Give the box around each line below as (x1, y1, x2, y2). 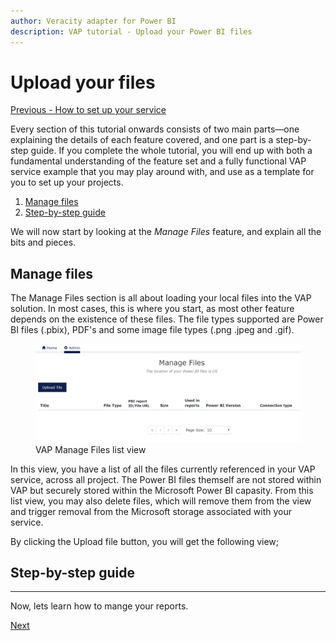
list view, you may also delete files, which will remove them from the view (10, 495, 312, 507)
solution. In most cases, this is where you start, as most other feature (10, 303, 295, 315)
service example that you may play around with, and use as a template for (10, 166, 315, 178)
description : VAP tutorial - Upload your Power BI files (10, 26, 253, 37)
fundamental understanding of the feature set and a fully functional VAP (10, 155, 307, 167)
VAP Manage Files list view (35, 443, 147, 455)
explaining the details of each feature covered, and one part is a (10, 134, 274, 146)
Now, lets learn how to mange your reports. (10, 600, 189, 612)
